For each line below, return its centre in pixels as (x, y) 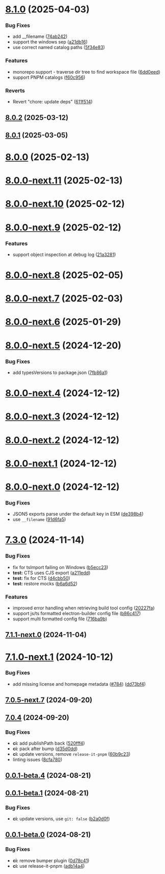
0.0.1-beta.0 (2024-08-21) (48, 835)
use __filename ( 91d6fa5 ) (39, 519)
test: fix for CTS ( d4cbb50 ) (41, 578)
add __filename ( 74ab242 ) (40, 36)
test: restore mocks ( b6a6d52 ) (45, 583)
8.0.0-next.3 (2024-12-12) (62, 417)
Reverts (15, 91)
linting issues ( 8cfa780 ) (37, 759)
